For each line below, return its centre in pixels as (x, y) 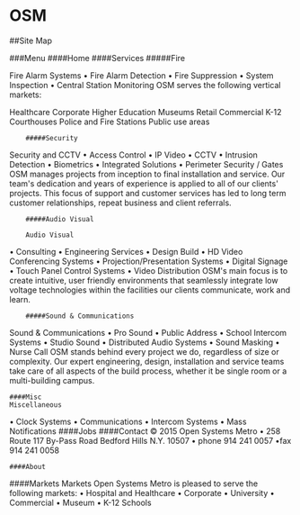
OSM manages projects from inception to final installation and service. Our (147, 174)
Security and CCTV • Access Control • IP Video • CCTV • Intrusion (134, 155)
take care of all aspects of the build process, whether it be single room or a (148, 371)
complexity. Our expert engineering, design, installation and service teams (147, 361)
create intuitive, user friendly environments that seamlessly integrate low (144, 280)
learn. (20, 299)
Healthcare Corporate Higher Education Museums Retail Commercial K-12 (146, 112)
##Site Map (31, 41)
